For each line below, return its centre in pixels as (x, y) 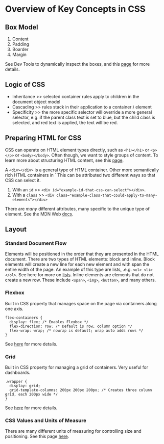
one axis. (14, 309)
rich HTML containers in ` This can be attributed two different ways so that (80, 175)
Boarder (20, 49)
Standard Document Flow (36, 243)
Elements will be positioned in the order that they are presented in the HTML (82, 254)
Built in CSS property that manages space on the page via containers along (81, 303)
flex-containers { (24, 317)
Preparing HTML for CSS (43, 138)
